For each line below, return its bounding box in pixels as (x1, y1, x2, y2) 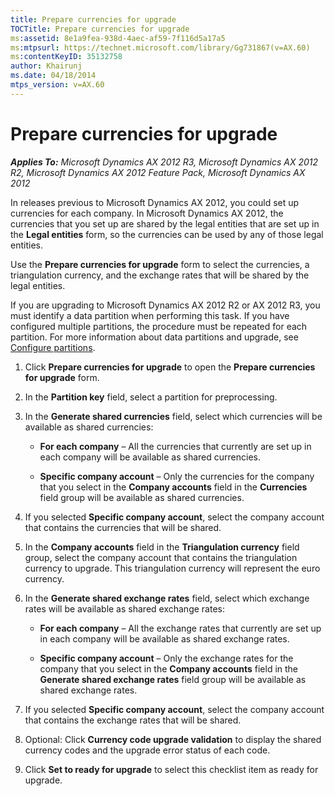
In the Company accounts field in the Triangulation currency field (24, 541, 300, 553)
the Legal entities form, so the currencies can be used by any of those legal (10, 228, 324, 240)
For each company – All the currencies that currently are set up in (39, 440, 312, 452)
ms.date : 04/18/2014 (10, 71, 97, 81)
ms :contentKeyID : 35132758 (10, 52, 123, 62)
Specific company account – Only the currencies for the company (39, 470, 315, 482)
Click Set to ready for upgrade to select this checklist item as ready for (24, 763, 319, 775)
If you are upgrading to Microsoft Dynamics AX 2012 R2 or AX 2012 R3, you (10, 299, 321, 311)
